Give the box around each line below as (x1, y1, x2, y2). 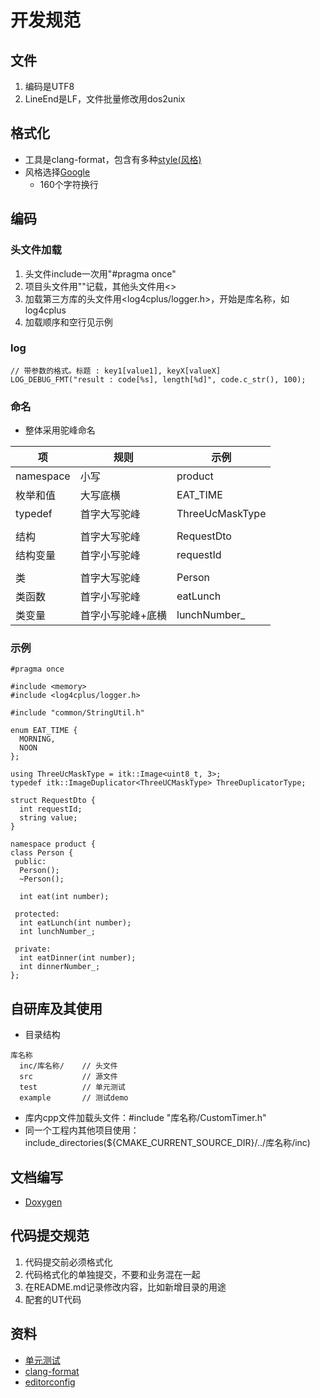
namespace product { (10, 839, 97, 850)
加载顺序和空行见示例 (24, 316, 113, 328)
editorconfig (24, 1376, 76, 1388)
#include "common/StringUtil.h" (10, 708, 145, 718)
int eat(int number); (19, 892, 110, 902)
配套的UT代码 (24, 1293, 82, 1305)
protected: (14, 909, 60, 920)
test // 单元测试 (19, 1082, 126, 1093)
